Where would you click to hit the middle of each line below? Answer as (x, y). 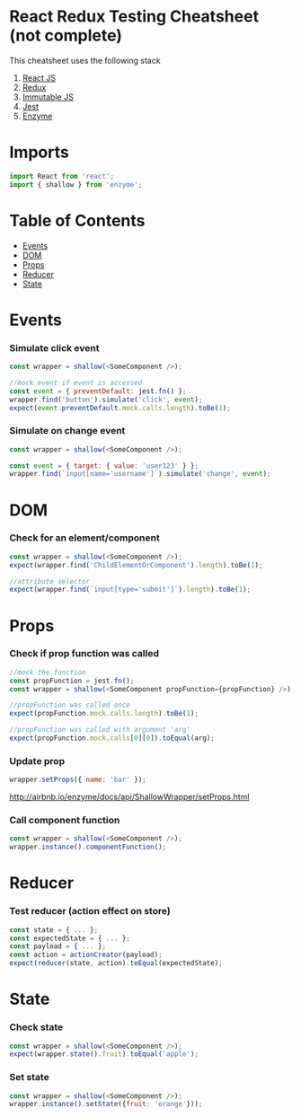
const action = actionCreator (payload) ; (86, 955)
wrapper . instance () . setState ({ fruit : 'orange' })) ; (106, 1104)
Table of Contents (77, 220)
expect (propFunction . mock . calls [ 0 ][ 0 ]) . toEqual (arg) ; (112, 738)
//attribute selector (50, 581)
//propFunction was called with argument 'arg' (100, 730)
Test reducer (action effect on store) (90, 911)
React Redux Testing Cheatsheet (134, 17)
